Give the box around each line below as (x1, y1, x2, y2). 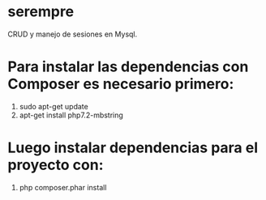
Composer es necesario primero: (7, 75, 234, 93)
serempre (7, 2, 75, 21)
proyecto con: (7, 156, 104, 174)
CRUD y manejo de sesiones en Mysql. (7, 29, 138, 39)
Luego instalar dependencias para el (7, 138, 259, 157)
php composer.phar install (19, 182, 107, 192)
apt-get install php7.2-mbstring (19, 110, 123, 120)
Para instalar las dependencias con (7, 57, 249, 76)
